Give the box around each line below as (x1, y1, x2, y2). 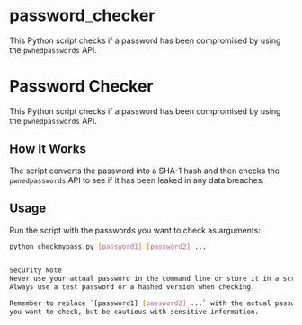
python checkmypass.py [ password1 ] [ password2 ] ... (9, 242, 207, 251)
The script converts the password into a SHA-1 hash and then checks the (9, 165, 280, 176)
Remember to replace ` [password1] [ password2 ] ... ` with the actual (9, 299, 271, 308)
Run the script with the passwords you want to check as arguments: (9, 224, 261, 235)
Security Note (9, 266, 63, 275)
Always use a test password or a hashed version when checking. (9, 283, 255, 292)
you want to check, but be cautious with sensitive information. (9, 307, 259, 316)
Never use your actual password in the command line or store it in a (9, 275, 280, 284)
